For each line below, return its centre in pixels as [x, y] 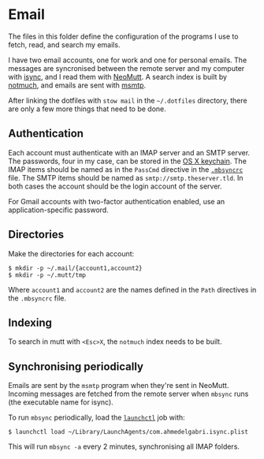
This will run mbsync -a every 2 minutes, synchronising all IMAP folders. [124, 446]
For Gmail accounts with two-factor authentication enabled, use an [117, 201]
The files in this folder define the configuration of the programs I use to [123, 36]
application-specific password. [58, 210]
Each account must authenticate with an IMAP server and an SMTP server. [129, 152]
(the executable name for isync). [61, 402]
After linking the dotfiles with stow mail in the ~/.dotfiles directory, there [128, 100]
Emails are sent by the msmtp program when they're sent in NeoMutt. [119, 386]
